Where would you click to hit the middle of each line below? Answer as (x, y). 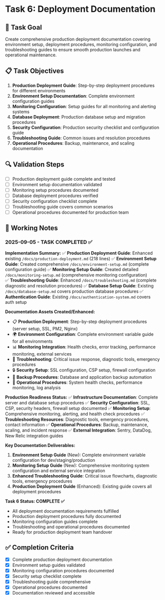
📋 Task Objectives (34, 71)
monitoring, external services (42, 354)
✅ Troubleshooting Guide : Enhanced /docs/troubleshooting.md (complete (81, 280)
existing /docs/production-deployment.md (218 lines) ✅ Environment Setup (81, 258)
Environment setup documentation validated (57, 184)
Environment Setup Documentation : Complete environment (73, 96)
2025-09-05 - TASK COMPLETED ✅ (49, 242)
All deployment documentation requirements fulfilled (66, 511)
